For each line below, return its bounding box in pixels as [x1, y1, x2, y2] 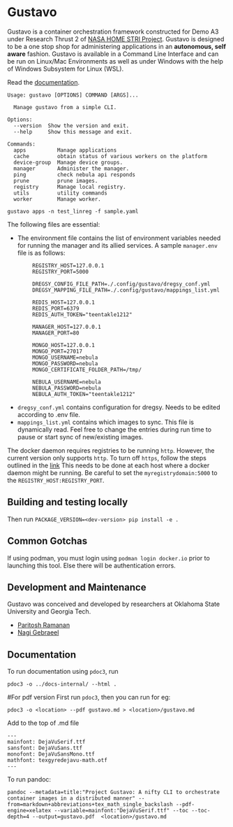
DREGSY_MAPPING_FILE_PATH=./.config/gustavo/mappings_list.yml [32, 286, 220, 294]
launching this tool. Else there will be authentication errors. [7, 561, 176, 570]
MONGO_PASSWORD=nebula [32, 360, 98, 367]
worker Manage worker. [13, 195, 101, 203]
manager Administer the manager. [13, 165, 130, 172]
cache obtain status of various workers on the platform [13, 153, 208, 160]
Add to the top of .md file [7, 719, 80, 728]
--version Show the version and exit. [13, 122, 130, 129]
